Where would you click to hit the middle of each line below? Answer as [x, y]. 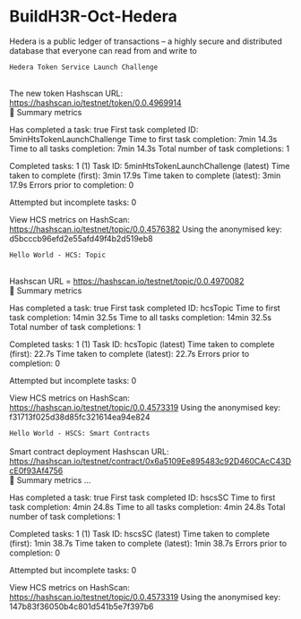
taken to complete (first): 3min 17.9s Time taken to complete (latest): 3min [145, 175]
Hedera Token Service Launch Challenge [84, 67]
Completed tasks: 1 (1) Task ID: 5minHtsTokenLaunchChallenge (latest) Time [150, 165]
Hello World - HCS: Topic [57, 255]
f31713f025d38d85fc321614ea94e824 [80, 417]
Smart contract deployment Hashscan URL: [89, 451]
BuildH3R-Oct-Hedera [93, 17]
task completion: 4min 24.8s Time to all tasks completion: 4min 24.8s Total [147, 506]
